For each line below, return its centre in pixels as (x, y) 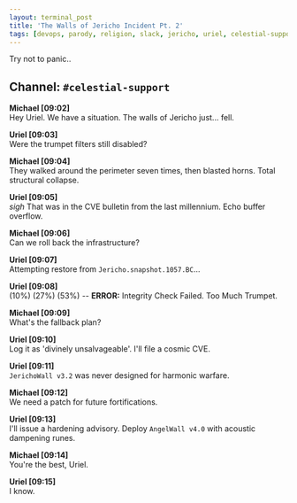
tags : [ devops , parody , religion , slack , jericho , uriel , (118, 34)
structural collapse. (44, 180)
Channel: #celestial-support (90, 86)
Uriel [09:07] (33, 260)
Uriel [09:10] (33, 340)
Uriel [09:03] (34, 135)
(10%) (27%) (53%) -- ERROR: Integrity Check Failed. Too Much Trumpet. (144, 296)
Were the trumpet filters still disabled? (78, 144)
